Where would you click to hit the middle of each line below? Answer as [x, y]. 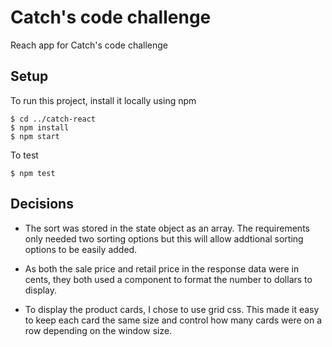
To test [24, 155]
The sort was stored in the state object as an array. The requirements [167, 228]
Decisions [42, 204]
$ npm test [33, 173]
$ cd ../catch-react [53, 119]
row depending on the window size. [98, 330]
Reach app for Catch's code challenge [89, 45]
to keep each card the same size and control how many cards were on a [173, 320]
